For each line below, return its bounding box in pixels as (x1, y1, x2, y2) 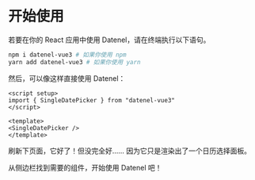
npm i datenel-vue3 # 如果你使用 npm (8, 51, 127, 59)
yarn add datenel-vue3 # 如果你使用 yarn (8, 58, 141, 66)
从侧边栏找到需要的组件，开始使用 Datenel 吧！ (8, 163, 162, 172)
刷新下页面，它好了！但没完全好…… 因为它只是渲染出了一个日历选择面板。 (8, 146, 252, 155)
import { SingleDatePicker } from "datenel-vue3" (8, 96, 176, 104)
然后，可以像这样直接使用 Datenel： (8, 73, 126, 83)
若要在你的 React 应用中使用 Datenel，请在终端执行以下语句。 (8, 35, 211, 44)
